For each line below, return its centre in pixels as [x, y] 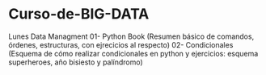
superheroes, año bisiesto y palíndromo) [76, 62]
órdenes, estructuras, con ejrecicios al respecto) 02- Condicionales [121, 44]
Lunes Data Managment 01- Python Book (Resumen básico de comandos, [131, 36]
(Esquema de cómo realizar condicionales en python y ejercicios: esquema [133, 53]
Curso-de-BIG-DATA [79, 14]
